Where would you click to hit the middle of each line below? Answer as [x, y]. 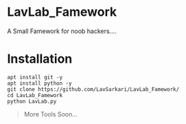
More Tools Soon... [50, 114]
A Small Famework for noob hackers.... [62, 31]
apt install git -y [35, 77]
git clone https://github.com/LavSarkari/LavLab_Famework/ [93, 89]
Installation [40, 59]
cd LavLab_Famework [35, 95]
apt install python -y [39, 83]
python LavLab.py [32, 101]
